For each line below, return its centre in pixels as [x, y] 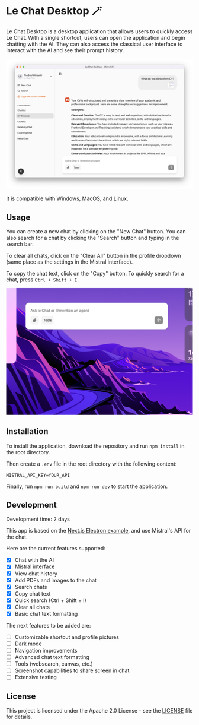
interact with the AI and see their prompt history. [65, 50]
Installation [27, 431]
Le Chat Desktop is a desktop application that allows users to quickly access [99, 31]
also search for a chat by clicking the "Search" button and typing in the [93, 238]
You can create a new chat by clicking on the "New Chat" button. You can [96, 232]
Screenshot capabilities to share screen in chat [72, 670]
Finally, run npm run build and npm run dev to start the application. [87, 486]
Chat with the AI [34, 560]
